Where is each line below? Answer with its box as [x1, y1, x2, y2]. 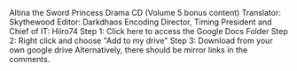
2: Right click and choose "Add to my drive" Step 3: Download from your [9, 35, 273, 46]
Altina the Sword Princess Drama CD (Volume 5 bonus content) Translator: [9, 8, 281, 18]
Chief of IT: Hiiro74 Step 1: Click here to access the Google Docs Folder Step [9, 26, 288, 36]
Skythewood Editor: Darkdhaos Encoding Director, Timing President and [9, 17, 272, 27]
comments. [9, 54, 51, 64]
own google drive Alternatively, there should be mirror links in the [9, 45, 248, 55]
